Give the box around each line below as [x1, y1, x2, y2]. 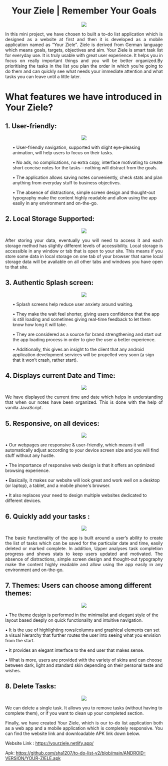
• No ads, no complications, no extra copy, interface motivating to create [12, 159, 163, 165]
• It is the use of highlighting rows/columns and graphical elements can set [5, 627, 160, 633]
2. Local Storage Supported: [5, 214, 95, 223]
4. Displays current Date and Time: [5, 371, 116, 380]
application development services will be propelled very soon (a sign [12, 351, 154, 358]
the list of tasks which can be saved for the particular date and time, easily [5, 540, 163, 546]
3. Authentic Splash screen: [5, 279, 94, 287]
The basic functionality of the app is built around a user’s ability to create [5, 535, 163, 541]
